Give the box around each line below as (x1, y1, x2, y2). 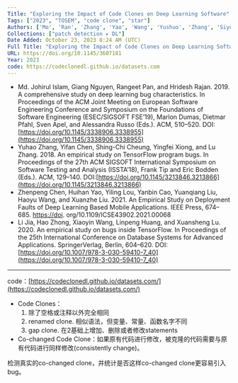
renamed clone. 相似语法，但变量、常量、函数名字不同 (28, 316, 188, 326)
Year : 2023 (7, 57, 40, 64)
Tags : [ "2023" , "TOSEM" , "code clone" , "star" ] (7, 17, 151, 24)
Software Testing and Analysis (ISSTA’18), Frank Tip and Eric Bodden (17, 165, 218, 173)
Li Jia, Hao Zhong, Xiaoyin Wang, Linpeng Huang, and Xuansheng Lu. (17, 217, 221, 227)
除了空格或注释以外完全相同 (28, 308, 110, 316)
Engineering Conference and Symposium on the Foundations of (17, 105, 204, 113)
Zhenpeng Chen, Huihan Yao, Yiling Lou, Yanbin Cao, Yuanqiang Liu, (17, 188, 218, 196)
